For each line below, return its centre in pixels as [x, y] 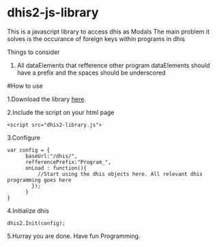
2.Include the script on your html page [61, 112]
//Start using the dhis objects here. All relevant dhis [120, 174]
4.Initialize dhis [28, 211]
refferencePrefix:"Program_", [68, 162]
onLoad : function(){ [56, 168]
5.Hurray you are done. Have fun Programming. [74, 236]
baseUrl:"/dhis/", [51, 156]
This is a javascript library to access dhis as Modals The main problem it [108, 31]
